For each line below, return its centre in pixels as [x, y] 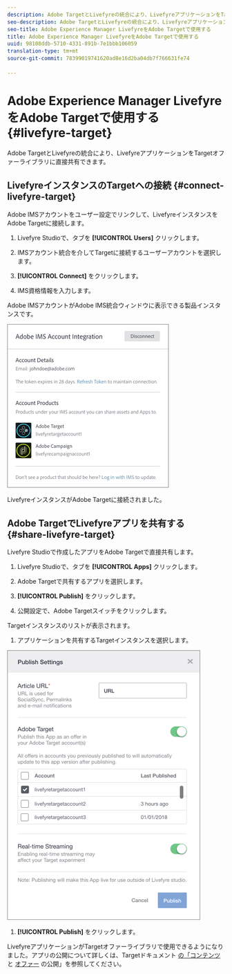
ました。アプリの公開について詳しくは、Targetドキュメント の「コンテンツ [114, 955]
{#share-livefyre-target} [61, 534]
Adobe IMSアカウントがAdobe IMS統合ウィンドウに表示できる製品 [102, 305]
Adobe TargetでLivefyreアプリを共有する [96, 523]
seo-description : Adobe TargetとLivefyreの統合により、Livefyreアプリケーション [118, 22]
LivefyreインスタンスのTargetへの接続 [89, 186]
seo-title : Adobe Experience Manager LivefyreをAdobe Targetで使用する [109, 29]
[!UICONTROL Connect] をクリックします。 [80, 276]
